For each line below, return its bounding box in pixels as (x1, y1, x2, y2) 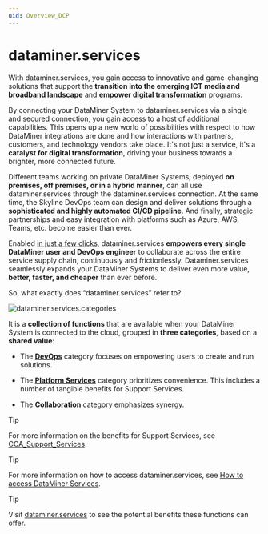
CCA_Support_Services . (8, 439, 87, 448)
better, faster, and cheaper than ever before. (8, 272, 158, 282)
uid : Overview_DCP (8, 11, 70, 20)
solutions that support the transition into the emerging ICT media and (8, 81, 240, 90)
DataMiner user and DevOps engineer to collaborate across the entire (8, 247, 242, 256)
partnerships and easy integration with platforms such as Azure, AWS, (8, 214, 240, 224)
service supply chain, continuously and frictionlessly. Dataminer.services (8, 255, 249, 265)
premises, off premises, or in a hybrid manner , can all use (8, 180, 202, 190)
